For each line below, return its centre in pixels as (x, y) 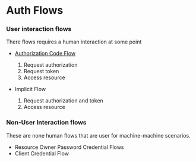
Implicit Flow (30, 89)
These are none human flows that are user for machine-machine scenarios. (99, 135)
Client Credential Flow (42, 153)
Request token (41, 71)
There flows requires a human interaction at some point (74, 42)
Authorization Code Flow (45, 54)
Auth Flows (35, 10)
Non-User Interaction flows (47, 123)
